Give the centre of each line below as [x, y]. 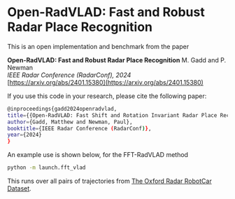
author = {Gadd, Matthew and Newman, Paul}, [70, 122]
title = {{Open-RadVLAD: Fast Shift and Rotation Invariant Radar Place [112, 115]
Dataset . [19, 188]
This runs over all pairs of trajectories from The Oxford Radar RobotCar [109, 181]
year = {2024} [24, 135]
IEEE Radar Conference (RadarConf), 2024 [69, 75]
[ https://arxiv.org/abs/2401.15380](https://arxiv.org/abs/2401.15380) [106, 82]
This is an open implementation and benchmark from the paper [98, 46]
